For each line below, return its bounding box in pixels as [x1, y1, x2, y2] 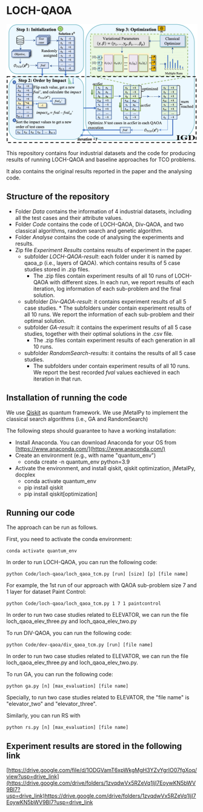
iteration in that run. [33, 375, 82, 382]
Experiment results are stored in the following [6, 740, 182, 751]
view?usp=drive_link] [6, 773, 59, 780]
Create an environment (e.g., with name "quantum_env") [15, 451, 156, 459]
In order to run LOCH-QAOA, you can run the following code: [6, 559, 158, 566]
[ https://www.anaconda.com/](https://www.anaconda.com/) [15, 445, 165, 452]
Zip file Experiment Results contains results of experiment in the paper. [15, 246, 192, 253]
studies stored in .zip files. [24, 265, 90, 273]
